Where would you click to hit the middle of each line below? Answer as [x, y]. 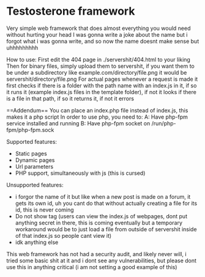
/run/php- [164, 123]
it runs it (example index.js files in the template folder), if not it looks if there [102, 92]
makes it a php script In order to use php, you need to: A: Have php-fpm [97, 117]
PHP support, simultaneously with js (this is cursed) [80, 173]
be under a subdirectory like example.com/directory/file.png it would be [97, 72]
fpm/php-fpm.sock [30, 130]
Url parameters [34, 166]
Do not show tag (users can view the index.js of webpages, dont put [101, 216]
